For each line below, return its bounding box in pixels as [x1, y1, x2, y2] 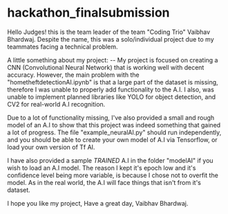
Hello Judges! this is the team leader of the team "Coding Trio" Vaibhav [7, 28, 211, 36]
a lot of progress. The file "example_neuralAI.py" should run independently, [7, 128, 222, 136]
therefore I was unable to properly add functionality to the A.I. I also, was [7, 85, 214, 93]
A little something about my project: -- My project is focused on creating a [7, 55, 218, 64]
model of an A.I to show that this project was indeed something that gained [7, 121, 221, 129]
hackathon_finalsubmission [7, 5, 171, 21]
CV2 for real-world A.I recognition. [7, 100, 106, 108]
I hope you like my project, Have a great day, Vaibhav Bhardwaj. [7, 199, 189, 207]
